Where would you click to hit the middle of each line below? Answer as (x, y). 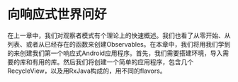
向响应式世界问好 (57, 14)
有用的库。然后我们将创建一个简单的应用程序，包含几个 (112, 61)
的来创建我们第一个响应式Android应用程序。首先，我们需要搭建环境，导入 (115, 53)
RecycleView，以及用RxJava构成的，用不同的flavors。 (87, 71)
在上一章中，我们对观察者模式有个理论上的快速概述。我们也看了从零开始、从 (119, 35)
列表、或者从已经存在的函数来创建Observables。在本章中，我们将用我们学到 (119, 44)
